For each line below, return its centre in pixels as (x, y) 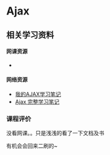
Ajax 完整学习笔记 (37, 101)
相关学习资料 (30, 35)
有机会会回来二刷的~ (32, 146)
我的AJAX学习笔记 (38, 94)
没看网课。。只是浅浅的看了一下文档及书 (55, 133)
